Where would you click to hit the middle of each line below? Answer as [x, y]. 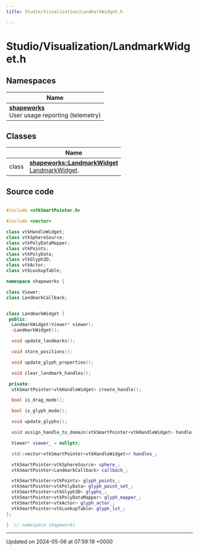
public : [18, 319]
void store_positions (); [42, 352]
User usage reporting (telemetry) [55, 115]
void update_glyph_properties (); [53, 362]
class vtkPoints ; [28, 248]
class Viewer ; [24, 292]
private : [20, 384]
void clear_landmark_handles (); [52, 373]
